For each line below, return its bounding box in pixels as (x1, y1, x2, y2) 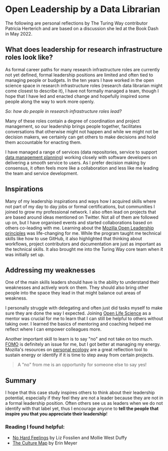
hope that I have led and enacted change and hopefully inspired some (5, 93, 150, 99)
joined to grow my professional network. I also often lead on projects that (5, 209, 156, 215)
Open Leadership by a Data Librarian (5, 4, 160, 15)
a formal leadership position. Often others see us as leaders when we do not (5, 400, 163, 406)
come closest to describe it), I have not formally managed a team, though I (5, 88, 159, 94)
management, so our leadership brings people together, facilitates (5, 123, 142, 129)
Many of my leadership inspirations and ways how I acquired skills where (5, 198, 156, 204)
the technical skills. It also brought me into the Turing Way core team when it (5, 246, 163, 252)
